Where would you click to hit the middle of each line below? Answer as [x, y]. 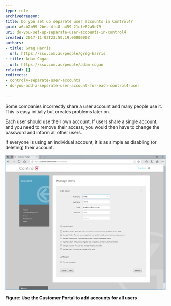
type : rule [17, 11]
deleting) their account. [30, 147]
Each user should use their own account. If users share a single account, [81, 121]
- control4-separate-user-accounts [43, 81]
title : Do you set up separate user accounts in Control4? [69, 21]
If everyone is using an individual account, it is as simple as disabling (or [81, 142]
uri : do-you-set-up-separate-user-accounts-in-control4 [66, 32]
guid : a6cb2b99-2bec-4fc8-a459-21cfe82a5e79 [53, 27]
